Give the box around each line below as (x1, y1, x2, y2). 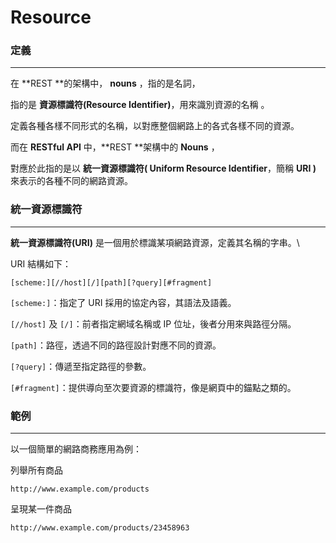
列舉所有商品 (10, 464, 63, 476)
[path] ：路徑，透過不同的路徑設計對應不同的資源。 (10, 339, 222, 351)
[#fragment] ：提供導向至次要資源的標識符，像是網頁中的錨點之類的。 (10, 381, 297, 393)
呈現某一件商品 (10, 503, 72, 515)
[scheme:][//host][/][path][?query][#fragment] (10, 277, 213, 288)
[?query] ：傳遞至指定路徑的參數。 (10, 360, 152, 372)
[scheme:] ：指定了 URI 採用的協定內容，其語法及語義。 (10, 296, 237, 308)
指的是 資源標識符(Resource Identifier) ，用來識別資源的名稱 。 (10, 99, 270, 111)
